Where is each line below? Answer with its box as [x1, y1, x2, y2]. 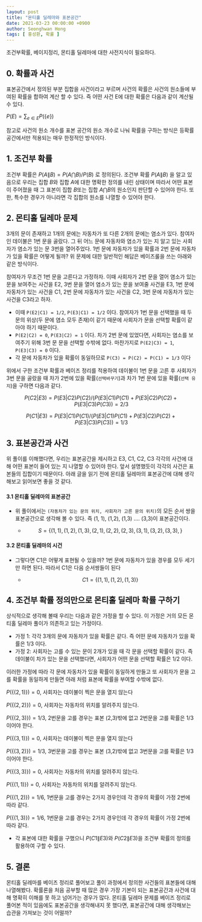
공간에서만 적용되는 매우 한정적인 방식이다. [6, 134, 107, 141]
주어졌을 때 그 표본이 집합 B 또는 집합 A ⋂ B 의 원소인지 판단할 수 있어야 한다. [12, 186, 188, 193]
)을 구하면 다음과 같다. [10, 382, 62, 389]
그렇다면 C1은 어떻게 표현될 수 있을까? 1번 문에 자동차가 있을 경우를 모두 [14, 556, 184, 564]
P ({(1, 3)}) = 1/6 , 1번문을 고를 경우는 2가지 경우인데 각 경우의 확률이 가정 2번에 [6, 814, 191, 822]
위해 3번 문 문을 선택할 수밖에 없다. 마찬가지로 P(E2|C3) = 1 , [31, 339, 175, 346]
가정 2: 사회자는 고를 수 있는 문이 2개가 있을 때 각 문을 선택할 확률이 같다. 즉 [14, 648, 193, 655]
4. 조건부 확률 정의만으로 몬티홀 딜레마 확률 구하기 [6, 594, 180, 605]
